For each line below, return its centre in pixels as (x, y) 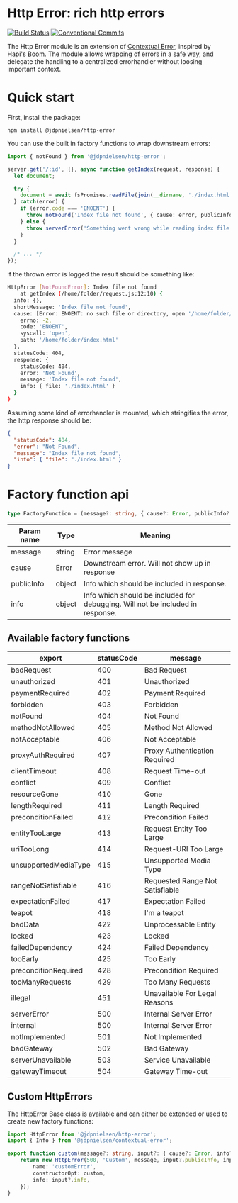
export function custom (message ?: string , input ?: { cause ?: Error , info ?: (121, 1153)
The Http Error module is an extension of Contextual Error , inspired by (109, 46)
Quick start (41, 98)
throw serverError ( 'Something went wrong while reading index (120, 228)
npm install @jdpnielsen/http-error (61, 130)
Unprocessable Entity (180, 924)
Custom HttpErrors (50, 1097)
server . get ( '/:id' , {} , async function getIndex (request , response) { (114, 169)
